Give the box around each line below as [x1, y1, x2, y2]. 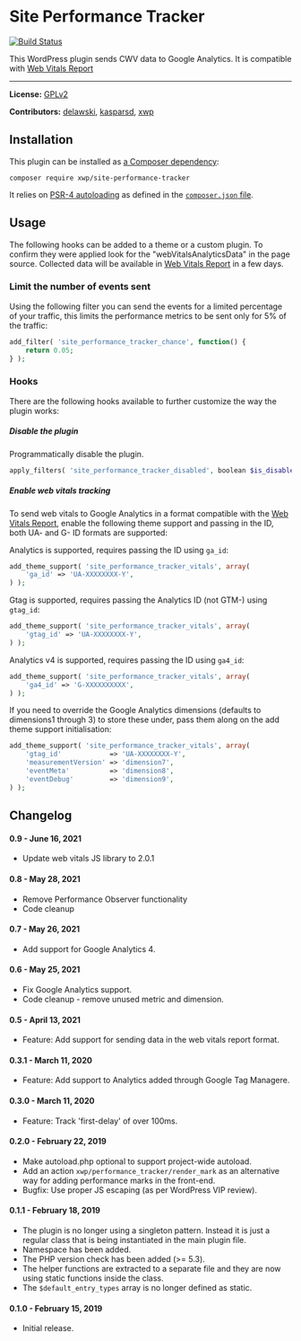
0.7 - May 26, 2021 [9, 923, 81, 935]
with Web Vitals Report [9, 63, 94, 74]
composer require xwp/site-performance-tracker [9, 173, 191, 182]
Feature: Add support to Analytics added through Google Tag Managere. [21, 1075, 290, 1086]
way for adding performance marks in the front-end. [21, 1175, 216, 1186]
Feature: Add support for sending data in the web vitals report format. [21, 1035, 279, 1045]
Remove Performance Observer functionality [21, 894, 188, 904]
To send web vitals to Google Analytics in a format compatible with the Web [9, 507, 289, 518]
